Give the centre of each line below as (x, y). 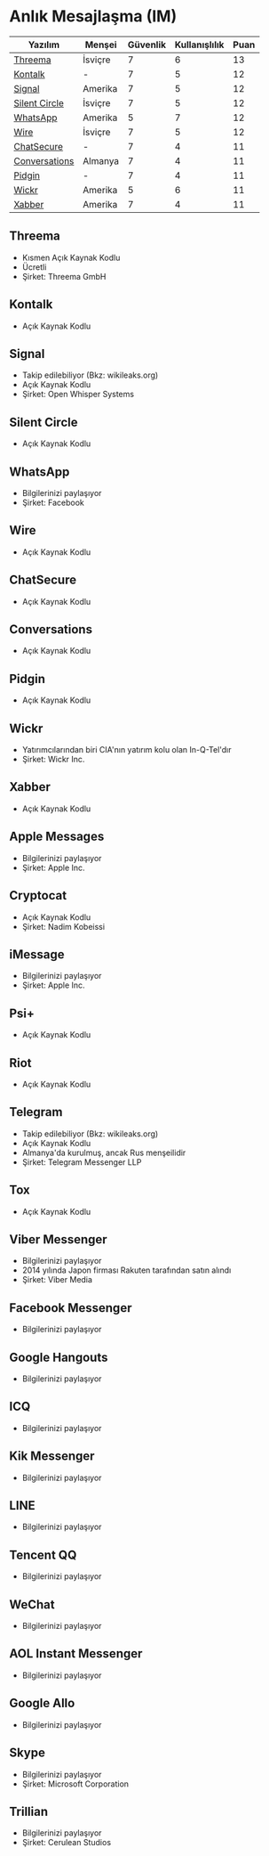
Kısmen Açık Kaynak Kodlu (71, 257)
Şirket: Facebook (53, 502)
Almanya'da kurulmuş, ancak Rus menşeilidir (104, 1152)
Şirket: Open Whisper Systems (78, 395)
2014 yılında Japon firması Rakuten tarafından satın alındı (127, 1270)
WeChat (32, 1604)
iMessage (37, 954)
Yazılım (44, 45)
